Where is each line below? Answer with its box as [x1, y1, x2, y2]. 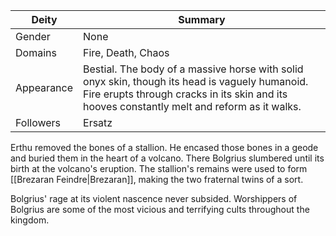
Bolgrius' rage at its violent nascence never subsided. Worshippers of [10, 193, 298, 204]
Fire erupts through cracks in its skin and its [83, 87, 288, 101]
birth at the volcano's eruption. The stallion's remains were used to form [10, 163, 308, 174]
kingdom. [10, 214, 50, 226]
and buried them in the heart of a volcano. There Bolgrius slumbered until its [10, 152, 325, 164]
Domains [15, 46, 57, 59]
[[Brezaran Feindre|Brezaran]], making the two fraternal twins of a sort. [10, 174, 304, 185]
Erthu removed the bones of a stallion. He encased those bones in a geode [10, 142, 319, 153]
